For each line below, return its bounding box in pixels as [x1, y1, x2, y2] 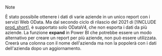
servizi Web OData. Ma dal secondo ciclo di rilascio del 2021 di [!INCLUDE [5, 19, 157, 25]
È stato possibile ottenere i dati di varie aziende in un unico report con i [5, 14, 150, 19]
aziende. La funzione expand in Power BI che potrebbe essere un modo [5, 30, 152, 35]
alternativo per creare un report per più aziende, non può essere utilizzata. [5, 35, 157, 41]
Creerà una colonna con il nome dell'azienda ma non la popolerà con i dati [5, 40, 157, 46]
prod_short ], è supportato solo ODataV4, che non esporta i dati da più [5, 24, 147, 30]
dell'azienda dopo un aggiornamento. [5, 46, 82, 51]
